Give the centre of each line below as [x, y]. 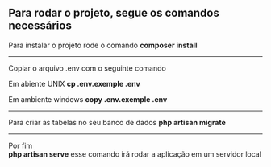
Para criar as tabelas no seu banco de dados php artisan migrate [117, 122]
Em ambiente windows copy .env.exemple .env [88, 99]
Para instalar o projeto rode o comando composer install [103, 45]
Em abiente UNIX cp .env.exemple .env [75, 83]
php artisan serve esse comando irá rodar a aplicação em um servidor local [135, 154]
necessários [40, 26]
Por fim [21, 145]
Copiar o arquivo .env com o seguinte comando [88, 68]
